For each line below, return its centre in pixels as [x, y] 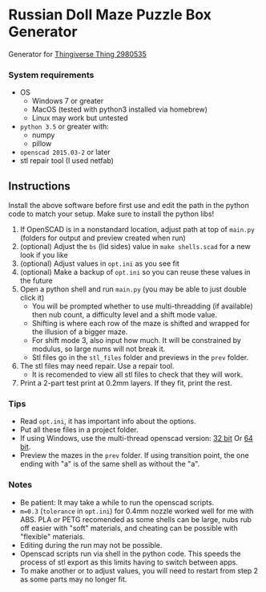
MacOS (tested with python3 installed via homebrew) [120, 109]
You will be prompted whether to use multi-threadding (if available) [143, 306]
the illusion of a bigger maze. [80, 332]
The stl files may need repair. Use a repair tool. [97, 366]
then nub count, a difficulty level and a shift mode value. [125, 315]
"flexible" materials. [52, 537]
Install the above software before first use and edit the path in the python [129, 206]
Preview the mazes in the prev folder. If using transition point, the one [135, 455]
